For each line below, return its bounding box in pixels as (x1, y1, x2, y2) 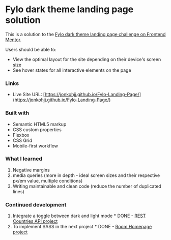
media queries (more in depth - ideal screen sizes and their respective (12, 172, 160, 178)
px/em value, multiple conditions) (12, 177, 83, 184)
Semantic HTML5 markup (12, 121, 67, 127)
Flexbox (12, 132, 30, 138)
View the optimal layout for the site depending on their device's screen (12, 56, 161, 62)
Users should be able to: (5, 46, 57, 52)
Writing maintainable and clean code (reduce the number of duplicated (12, 183, 161, 189)
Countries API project (12, 218, 58, 224)
